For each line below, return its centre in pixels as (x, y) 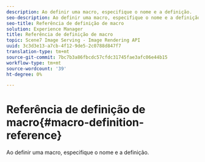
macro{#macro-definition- (75, 123)
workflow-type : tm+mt (34, 63)
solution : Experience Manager (45, 29)
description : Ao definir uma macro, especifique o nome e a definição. (99, 12)
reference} (34, 136)
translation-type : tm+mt (38, 52)
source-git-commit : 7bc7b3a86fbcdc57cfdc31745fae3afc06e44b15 (87, 57)
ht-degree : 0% (24, 74)
